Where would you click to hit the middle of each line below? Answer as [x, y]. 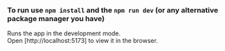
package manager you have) [56, 18]
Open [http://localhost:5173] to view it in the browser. [83, 41]
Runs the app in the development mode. [64, 33]
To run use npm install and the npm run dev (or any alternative [113, 10]
